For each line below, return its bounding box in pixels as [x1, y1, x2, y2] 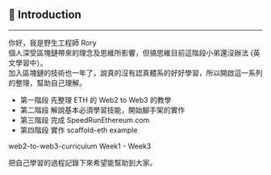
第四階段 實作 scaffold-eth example [19, 125, 138, 135]
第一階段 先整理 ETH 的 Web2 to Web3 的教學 [19, 95, 172, 104]
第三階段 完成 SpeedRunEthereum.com [19, 115, 150, 124]
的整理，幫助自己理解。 [8, 78, 86, 87]
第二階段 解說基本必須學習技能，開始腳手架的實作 [19, 105, 186, 115]
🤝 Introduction [8, 8, 82, 22]
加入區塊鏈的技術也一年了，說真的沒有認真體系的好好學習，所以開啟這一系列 [8, 67, 263, 77]
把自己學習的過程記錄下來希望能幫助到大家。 [8, 157, 157, 167]
